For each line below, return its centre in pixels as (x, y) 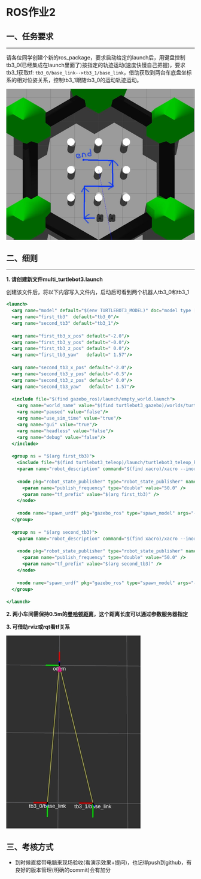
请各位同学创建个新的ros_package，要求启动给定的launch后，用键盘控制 (96, 57)
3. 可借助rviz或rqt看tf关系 (38, 627)
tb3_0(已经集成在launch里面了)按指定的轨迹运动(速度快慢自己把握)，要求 (96, 65)
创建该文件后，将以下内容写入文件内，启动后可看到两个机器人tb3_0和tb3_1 (98, 292)
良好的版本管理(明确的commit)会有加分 (63, 870)
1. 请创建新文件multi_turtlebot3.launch (55, 279)
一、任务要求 (30, 36)
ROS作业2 (31, 12)
